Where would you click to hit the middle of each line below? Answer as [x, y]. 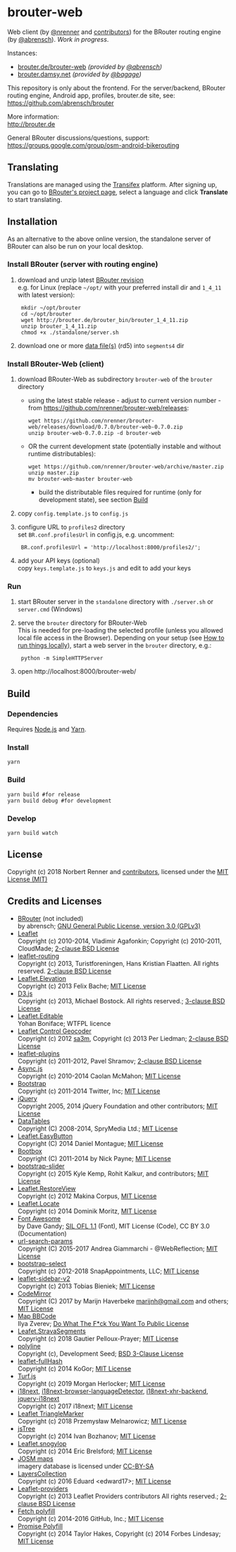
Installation [32, 222]
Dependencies [33, 714]
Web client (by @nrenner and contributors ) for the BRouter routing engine [114, 32]
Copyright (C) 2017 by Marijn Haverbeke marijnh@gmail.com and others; [123, 1301]
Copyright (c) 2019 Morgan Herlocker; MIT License [91, 1383]
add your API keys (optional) [58, 561]
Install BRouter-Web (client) [56, 364]
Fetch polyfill [36, 1511]
